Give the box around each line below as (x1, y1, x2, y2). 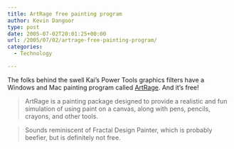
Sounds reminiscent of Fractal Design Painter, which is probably (24, 126, 213, 134)
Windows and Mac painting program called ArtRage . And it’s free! (7, 83, 199, 92)
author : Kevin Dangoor (7, 17, 75, 24)
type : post (7, 23, 40, 31)
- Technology (14, 50, 53, 57)
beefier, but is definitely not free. (24, 133, 121, 142)
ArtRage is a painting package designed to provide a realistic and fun (24, 96, 228, 105)
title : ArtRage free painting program (7, 10, 122, 18)
